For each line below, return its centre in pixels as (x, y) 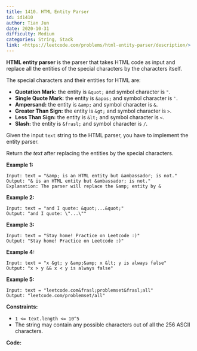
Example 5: (20, 279)
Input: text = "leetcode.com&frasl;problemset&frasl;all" (80, 290)
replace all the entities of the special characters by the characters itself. (94, 68)
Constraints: (22, 307)
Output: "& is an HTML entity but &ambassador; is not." (79, 181)
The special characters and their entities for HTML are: (74, 80)
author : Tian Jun (28, 23)
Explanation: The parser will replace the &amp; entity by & (84, 186)
